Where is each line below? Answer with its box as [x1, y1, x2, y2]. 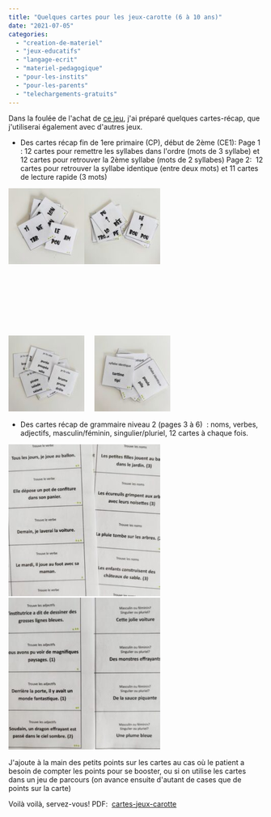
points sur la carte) [8, 783, 71, 793]
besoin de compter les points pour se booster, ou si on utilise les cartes [8, 766, 247, 776]
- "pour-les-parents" [15, 81, 89, 89]
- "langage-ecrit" [15, 56, 78, 64]
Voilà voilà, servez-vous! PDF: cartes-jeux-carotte [8, 798, 177, 809]
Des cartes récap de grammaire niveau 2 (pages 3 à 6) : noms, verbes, [19, 419, 259, 429]
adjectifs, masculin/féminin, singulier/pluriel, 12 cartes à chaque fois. [19, 428, 249, 437]
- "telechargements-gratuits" [15, 90, 117, 98]
